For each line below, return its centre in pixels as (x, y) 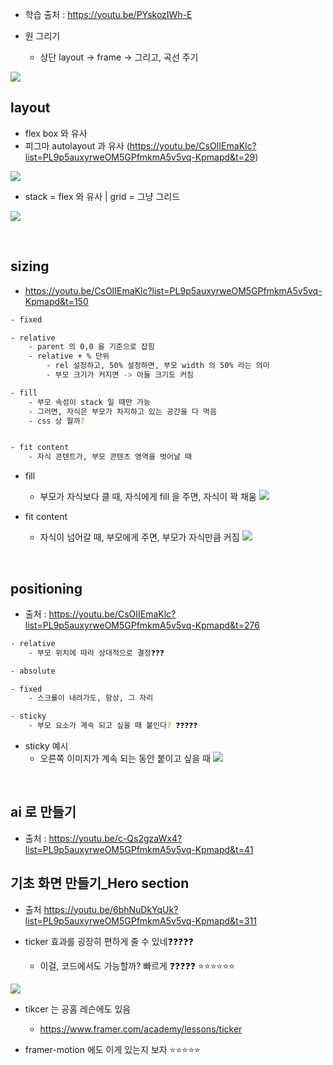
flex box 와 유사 (56, 133)
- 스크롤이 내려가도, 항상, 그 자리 (91, 698)
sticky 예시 (46, 746)
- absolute (33, 671)
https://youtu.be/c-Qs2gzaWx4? (115, 838)
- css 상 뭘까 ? (56, 421)
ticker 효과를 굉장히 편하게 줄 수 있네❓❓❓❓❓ (109, 941)
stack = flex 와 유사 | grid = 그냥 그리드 (102, 196)
